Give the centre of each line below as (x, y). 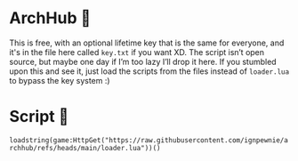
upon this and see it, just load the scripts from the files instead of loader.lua (149, 71)
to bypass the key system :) (60, 80)
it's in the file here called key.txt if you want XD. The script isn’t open (137, 52)
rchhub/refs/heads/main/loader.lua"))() (85, 148)
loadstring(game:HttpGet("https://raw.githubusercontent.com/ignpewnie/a (149, 140)
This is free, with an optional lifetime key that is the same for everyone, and (147, 43)
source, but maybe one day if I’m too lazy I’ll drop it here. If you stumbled (143, 61)
